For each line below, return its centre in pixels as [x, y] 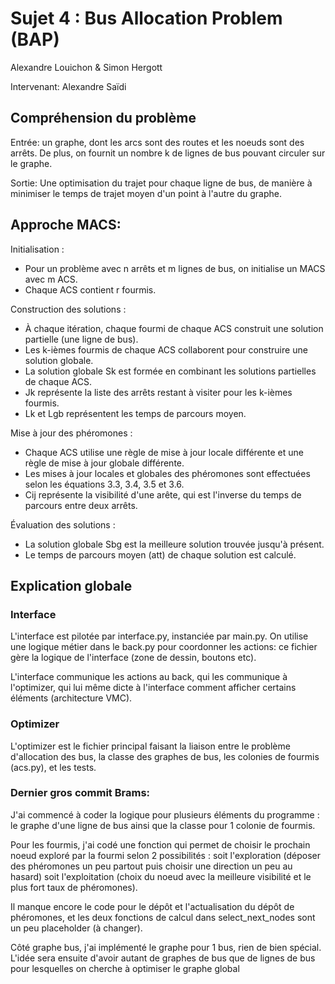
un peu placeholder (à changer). [76, 928]
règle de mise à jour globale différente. [104, 463]
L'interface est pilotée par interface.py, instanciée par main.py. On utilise [159, 636]
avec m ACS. [51, 279]
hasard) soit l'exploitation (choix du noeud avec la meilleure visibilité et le [161, 876]
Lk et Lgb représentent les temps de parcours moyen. [135, 413]
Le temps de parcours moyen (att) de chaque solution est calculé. [160, 554]
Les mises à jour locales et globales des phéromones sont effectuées [167, 473]
